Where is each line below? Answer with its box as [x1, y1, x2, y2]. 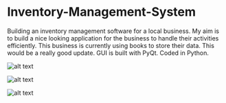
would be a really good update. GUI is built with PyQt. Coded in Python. [7, 49, 210, 57]
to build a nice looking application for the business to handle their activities [7, 34, 219, 42]
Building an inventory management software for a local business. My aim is [7, 27, 220, 35]
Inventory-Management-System [7, 4, 196, 20]
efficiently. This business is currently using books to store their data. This [7, 41, 215, 49]
